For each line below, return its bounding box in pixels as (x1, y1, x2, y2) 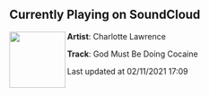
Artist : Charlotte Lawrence (66, 31, 166, 41)
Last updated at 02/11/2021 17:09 (66, 66, 188, 76)
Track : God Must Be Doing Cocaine (66, 48, 199, 59)
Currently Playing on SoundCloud (9, 7, 201, 22)
